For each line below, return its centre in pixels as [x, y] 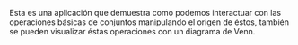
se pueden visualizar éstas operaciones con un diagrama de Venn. [132, 31]
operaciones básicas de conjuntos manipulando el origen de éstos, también [149, 22]
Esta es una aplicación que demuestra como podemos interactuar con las [145, 13]
